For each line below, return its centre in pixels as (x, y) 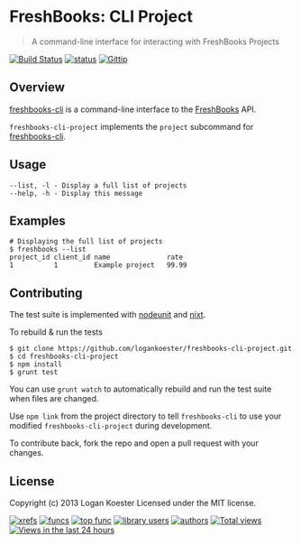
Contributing (46, 293)
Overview (37, 88)
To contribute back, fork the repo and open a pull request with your (134, 443)
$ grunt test (34, 373)
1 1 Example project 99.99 (98, 265)
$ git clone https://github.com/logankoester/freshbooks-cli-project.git (151, 349)
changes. (27, 453)
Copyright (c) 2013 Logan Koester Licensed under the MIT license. (133, 503)
